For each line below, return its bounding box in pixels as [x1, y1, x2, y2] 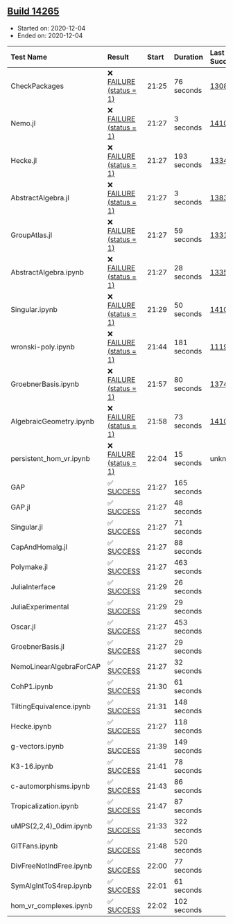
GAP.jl [10, 502, 31, 512]
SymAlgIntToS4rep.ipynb [10, 880, 92, 890]
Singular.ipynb [10, 304, 58, 314]
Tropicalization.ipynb [10, 801, 79, 810]
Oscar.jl [10, 622, 36, 631]
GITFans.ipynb [10, 841, 58, 851]
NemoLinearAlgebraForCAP [10, 661, 101, 671]
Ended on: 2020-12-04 [17, 31, 83, 40]
